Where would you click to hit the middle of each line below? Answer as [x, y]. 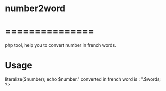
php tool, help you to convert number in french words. [61, 45]
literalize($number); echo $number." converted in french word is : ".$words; [83, 79]
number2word [35, 9]
